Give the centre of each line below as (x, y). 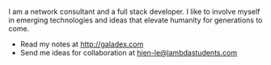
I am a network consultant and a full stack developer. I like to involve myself (134, 12)
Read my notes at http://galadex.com (82, 44)
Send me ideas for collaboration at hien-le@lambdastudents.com (128, 53)
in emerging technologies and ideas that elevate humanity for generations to (135, 20)
